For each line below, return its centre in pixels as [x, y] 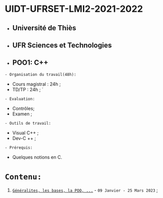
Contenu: [23, 177]
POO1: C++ [30, 63]
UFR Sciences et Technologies [62, 45]
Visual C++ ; [25, 133]
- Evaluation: [20, 99]
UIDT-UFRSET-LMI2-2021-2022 [74, 9]
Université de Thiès [44, 28]
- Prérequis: [19, 147]
